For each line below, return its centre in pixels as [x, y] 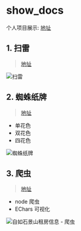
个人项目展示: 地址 [29, 27]
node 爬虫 [27, 202]
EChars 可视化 [32, 209]
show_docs [35, 10]
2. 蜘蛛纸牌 [27, 97]
